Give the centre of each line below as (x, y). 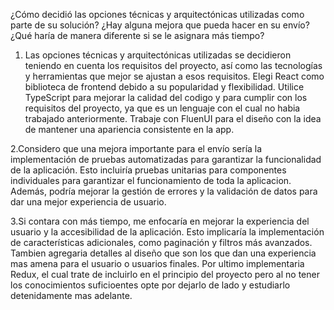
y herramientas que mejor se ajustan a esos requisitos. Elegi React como (174, 76)
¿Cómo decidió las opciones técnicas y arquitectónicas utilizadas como (157, 14)
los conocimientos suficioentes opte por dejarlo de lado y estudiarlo (150, 285)
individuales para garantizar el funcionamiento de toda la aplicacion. (151, 180)
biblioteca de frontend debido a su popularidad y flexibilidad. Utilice (164, 87)
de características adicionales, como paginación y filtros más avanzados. (161, 242)
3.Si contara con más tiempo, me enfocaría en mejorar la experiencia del (160, 221)
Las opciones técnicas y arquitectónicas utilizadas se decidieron (158, 55)
